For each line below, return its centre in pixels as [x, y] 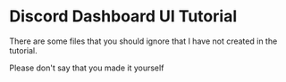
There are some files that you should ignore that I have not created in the [143, 41]
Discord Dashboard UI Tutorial [123, 16]
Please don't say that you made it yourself [87, 68]
